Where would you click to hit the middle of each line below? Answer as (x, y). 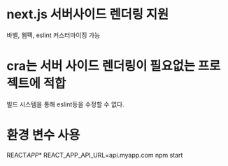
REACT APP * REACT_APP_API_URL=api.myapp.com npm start (95, 155)
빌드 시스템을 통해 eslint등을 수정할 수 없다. (65, 104)
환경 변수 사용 (43, 136)
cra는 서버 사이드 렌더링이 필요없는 (101, 66)
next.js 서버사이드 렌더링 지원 (88, 14)
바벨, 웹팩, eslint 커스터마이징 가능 (54, 35)
